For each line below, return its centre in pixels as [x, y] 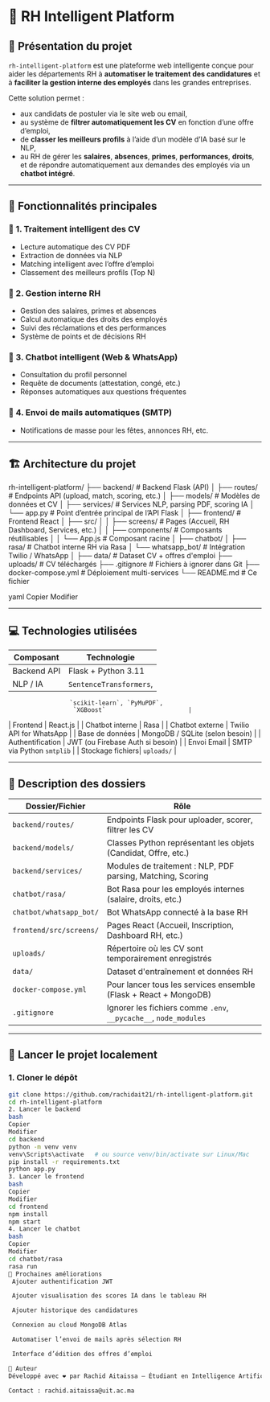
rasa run [23, 1266]
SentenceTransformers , [110, 685]
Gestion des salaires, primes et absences [88, 310]
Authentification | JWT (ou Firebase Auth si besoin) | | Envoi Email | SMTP [131, 742]
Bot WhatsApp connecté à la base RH [177, 912]
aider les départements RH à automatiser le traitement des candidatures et [135, 74]
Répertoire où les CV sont [155, 948]
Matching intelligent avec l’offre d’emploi [87, 264]
